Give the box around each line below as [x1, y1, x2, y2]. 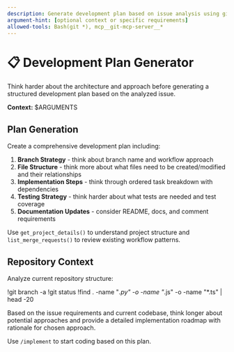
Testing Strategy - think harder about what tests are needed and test [17, 192, 217, 201]
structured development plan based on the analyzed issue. [7, 90, 176, 98]
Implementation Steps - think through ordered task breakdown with [17, 178, 213, 186]
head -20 [7, 295, 34, 303]
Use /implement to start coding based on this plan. [7, 337, 152, 345]
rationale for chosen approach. [7, 323, 96, 332]
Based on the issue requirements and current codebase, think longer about [7, 308, 223, 317]
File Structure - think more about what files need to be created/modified [17, 163, 226, 171]
